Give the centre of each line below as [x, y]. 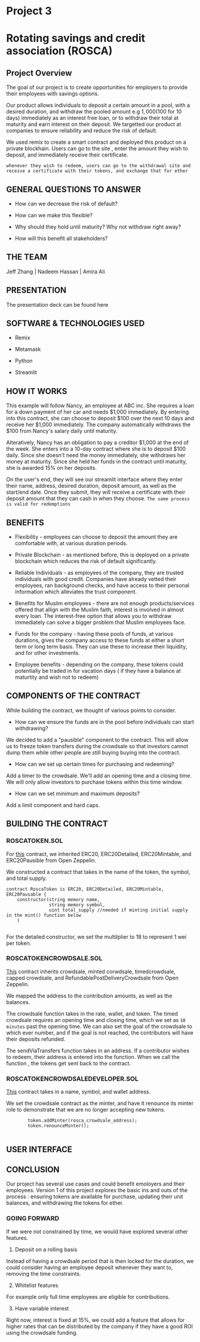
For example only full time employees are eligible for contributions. [88, 1297]
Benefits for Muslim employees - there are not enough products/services [104, 604]
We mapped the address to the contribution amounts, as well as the [89, 996]
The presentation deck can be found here [57, 304]
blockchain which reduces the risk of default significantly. [86, 561]
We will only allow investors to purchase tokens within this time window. [95, 782]
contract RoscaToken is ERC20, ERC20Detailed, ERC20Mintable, [85, 889]
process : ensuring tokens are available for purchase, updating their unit [95, 1197]
